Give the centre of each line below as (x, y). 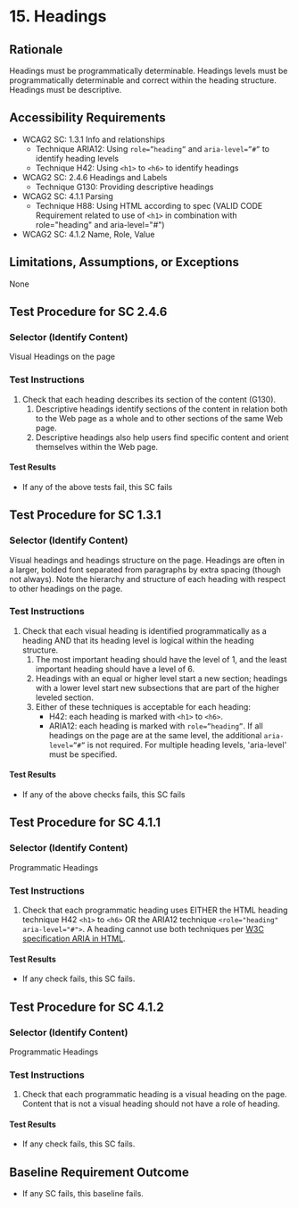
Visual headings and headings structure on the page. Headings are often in (147, 560)
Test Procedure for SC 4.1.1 (85, 823)
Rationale (36, 50)
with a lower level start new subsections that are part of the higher (157, 687)
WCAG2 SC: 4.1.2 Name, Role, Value (88, 234)
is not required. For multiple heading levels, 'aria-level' (187, 745)
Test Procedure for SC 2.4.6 (88, 312)
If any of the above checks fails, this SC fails (103, 795)
